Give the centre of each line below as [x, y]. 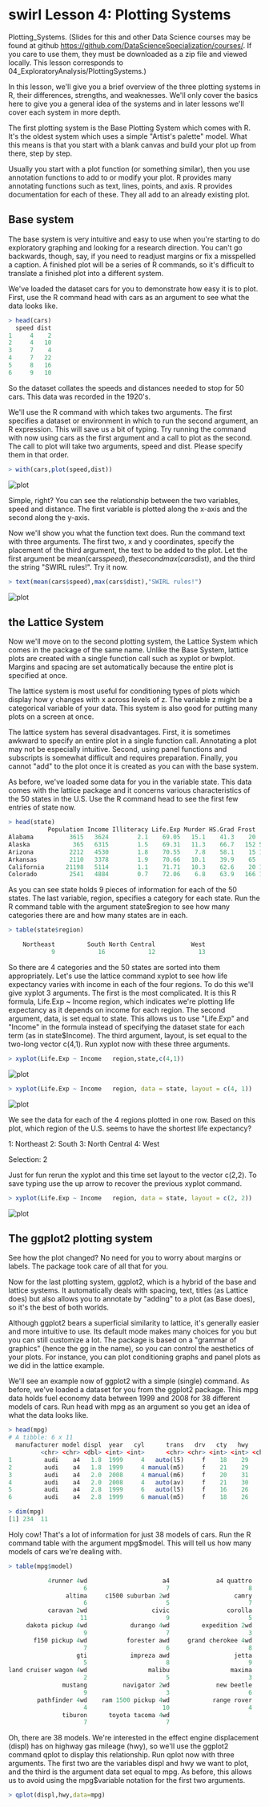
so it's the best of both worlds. [59, 1308]
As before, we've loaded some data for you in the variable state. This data [130, 782]
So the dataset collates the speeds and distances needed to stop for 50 [126, 388]
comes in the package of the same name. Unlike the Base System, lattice [128, 650]
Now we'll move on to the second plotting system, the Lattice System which [133, 642]
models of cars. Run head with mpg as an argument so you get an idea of [129, 1407]
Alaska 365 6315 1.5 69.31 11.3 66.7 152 [132, 844]
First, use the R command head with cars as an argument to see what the [129, 297]
